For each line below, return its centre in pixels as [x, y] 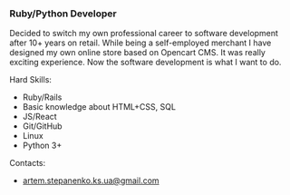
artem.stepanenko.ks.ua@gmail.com [91, 180]
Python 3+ [42, 146]
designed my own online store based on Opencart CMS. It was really [137, 53]
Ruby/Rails [42, 97]
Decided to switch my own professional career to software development [144, 34]
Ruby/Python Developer [63, 14]
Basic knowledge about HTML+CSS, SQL [99, 107]
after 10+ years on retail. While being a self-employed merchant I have [140, 43]
